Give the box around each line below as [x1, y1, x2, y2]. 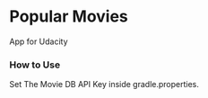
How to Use [9, 58, 61, 71]
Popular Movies [9, 6, 128, 27]
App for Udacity [9, 36, 69, 47]
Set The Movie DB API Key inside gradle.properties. [9, 79, 200, 90]
